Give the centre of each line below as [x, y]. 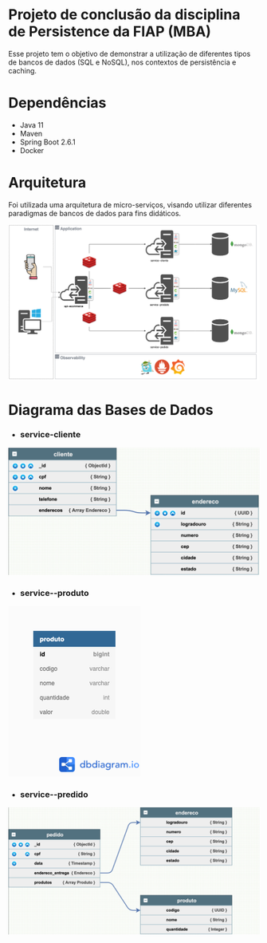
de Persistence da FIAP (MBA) [110, 32]
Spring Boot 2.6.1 [47, 142]
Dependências [57, 103]
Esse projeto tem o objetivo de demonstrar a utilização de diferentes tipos [130, 53]
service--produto [54, 593]
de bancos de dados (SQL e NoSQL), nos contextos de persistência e [122, 62]
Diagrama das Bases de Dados [111, 410]
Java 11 [31, 124]
